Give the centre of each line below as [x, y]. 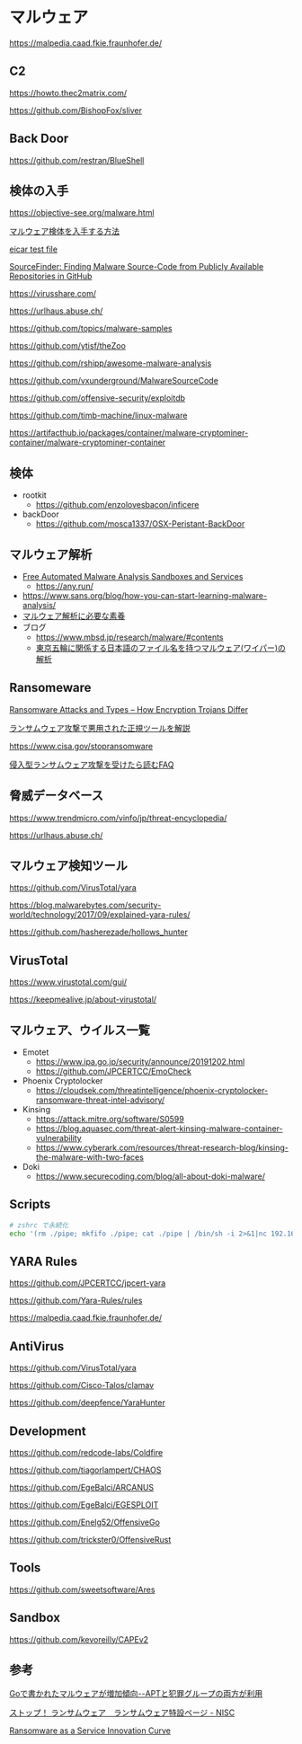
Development [48, 1431]
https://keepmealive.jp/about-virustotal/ [83, 1000]
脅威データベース [56, 796]
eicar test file [34, 249]
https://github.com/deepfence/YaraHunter [88, 1403]
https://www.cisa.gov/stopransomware [81, 746]
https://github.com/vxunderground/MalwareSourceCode [114, 381]
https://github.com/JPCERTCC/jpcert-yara [88, 1283]
